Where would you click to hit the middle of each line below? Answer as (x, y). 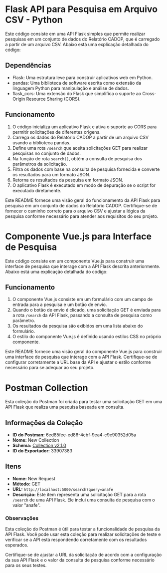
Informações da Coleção (44, 422)
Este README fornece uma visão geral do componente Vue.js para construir (84, 352)
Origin (19, 99)
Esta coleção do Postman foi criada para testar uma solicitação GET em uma (84, 402)
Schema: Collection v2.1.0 (39, 446)
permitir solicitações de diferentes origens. (56, 132)
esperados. (17, 545)
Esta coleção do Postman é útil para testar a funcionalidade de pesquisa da (83, 529)
